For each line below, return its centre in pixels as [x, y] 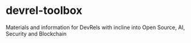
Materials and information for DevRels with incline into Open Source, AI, [95, 27]
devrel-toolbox [44, 11]
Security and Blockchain [36, 33]
